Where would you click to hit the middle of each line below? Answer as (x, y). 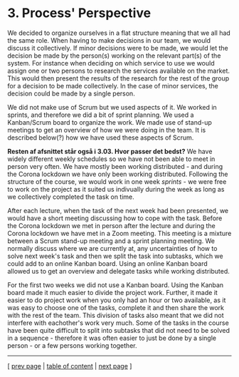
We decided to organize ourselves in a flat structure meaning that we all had (119, 33)
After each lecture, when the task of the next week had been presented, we (118, 210)
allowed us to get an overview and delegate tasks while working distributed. (118, 271)
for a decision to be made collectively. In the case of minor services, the (113, 86)
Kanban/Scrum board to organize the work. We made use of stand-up (110, 122)
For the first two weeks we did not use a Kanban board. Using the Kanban (116, 285)
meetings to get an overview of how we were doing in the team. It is (107, 130)
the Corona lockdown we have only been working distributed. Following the (118, 174)
